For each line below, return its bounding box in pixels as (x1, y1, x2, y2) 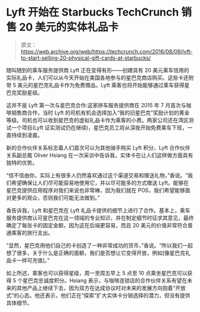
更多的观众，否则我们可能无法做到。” (11, 194, 100, 201)
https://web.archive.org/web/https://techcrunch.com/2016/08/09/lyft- (20, 48, 193, 55)
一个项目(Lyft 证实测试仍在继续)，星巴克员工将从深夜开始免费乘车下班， (11, 123, 187, 131)
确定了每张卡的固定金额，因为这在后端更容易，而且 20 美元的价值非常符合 (6, 221, 188, 228)
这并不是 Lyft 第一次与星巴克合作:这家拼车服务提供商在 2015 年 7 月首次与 (6, 101, 186, 109)
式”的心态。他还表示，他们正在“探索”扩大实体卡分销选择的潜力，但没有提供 (6, 292, 190, 299)
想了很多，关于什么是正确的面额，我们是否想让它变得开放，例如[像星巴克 (6, 249, 186, 257)
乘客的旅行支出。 (11, 229, 54, 236)
